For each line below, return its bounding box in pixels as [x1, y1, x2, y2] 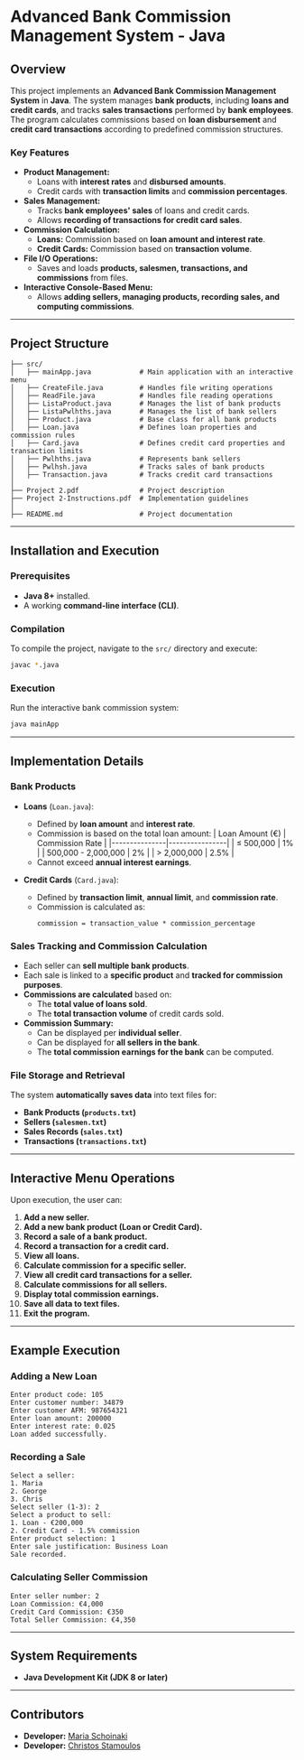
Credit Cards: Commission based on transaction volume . [36, 244, 253, 255]
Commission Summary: [23, 1018, 114, 1029]
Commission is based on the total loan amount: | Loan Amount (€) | [36, 828, 287, 839]
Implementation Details [10, 753, 144, 768]
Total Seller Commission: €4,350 [10, 1615, 136, 1625]
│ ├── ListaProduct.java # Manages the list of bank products [10, 399, 281, 408]
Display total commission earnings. [23, 1289, 160, 1299]
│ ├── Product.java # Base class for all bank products [10, 415, 278, 424]
